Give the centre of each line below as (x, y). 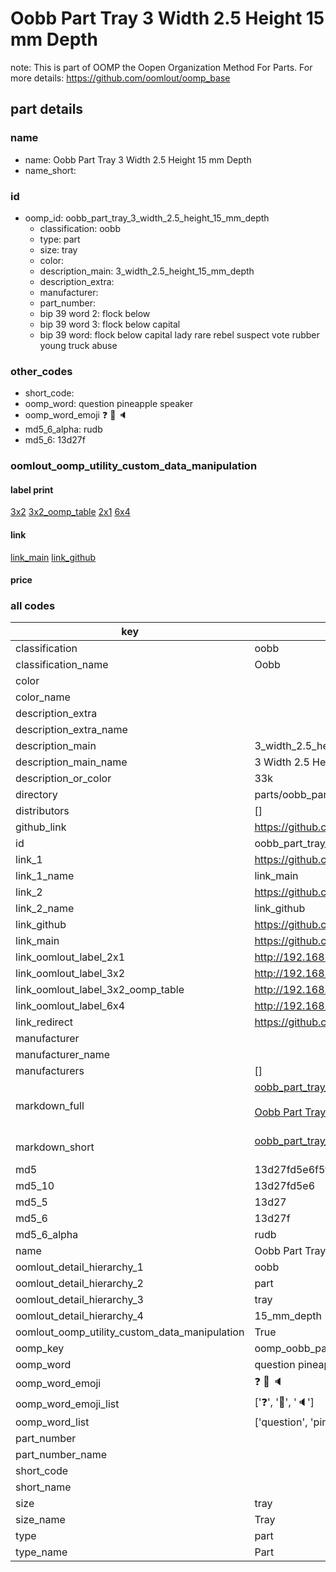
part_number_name (61, 1455)
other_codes (41, 371)
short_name (43, 1487)
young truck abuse (78, 345)
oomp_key (40, 1349)
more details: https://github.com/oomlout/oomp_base (120, 78)
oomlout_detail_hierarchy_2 (79, 1284)
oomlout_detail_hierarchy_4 (79, 1316)
